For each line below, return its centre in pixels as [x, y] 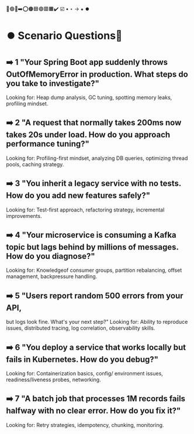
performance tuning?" [48, 144]
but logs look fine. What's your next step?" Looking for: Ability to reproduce [97, 322]
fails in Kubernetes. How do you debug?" [82, 359]
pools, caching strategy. [35, 164]
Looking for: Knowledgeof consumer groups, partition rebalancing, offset [94, 270]
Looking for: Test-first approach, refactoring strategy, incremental [85, 210]
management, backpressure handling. [52, 276]
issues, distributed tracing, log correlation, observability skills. [81, 328]
